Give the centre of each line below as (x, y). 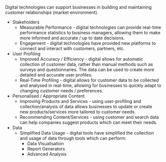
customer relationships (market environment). (52, 12)
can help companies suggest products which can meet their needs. (88, 122)
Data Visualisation (46, 143)
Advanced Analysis (47, 154)
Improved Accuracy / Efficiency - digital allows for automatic (82, 59)
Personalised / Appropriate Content (49, 96)
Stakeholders (26, 22)
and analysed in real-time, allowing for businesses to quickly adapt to (90, 85)
